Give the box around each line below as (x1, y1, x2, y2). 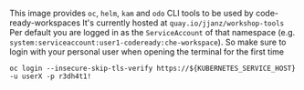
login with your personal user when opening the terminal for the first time (9, 46, 285, 57)
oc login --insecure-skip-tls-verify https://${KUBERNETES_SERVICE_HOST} (9, 64, 297, 73)
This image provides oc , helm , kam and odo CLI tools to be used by (9, 8, 254, 18)
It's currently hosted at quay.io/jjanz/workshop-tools (81, 17, 285, 28)
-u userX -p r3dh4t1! (9, 72, 92, 81)
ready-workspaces (9, 17, 80, 28)
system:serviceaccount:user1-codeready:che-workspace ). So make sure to (9, 36, 287, 47)
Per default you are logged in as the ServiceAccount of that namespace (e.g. (9, 27, 296, 37)
